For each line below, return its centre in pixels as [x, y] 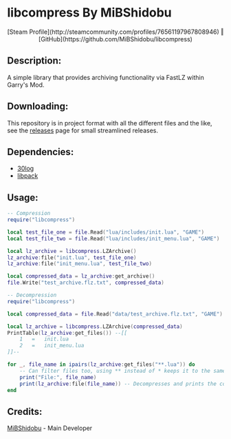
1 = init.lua [44, 339]
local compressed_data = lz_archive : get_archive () [81, 276]
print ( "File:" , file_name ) [58, 377]
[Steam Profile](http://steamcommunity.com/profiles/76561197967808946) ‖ [115, 32]
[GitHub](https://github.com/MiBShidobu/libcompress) [115, 39]
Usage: [23, 197]
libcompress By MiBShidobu [89, 13]
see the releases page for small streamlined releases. [82, 130]
